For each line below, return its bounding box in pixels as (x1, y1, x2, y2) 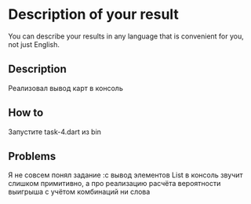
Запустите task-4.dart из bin (8, 127, 102, 137)
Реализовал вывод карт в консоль (8, 83, 123, 93)
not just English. (8, 39, 60, 49)
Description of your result (8, 5, 179, 24)
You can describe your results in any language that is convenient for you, (8, 31, 245, 41)
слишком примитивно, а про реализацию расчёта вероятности (8, 179, 221, 188)
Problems (8, 149, 56, 162)
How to (8, 106, 44, 119)
